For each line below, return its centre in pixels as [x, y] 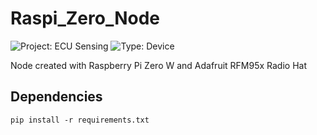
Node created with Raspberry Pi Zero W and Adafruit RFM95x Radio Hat [158, 65]
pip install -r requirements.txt [80, 120]
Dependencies [56, 97]
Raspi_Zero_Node [85, 18]
